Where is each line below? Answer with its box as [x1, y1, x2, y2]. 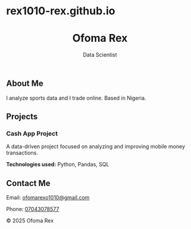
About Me [6, 79, 43, 89]
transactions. [6, 149, 39, 156]
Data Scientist [83, 51, 117, 58]
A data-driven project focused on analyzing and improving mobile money [6, 143, 186, 150]
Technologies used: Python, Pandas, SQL [6, 161, 109, 168]
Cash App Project [6, 129, 58, 138]
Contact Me [6, 178, 51, 188]
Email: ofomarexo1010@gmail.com [6, 194, 90, 201]
